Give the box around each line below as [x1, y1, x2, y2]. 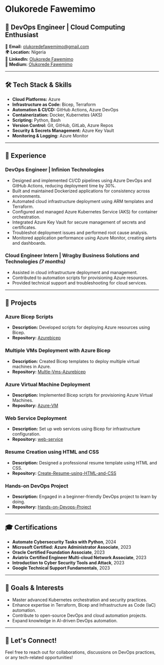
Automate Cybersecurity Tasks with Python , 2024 [12, 538, 116, 545]
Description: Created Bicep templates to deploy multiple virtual [12, 358, 140, 364]
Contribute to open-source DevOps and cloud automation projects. [12, 612, 147, 618]
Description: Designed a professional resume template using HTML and [12, 460, 157, 465]
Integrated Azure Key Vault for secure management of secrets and [12, 219, 146, 225]
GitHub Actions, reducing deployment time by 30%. [12, 182, 116, 188]
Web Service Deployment [5, 415, 67, 421]
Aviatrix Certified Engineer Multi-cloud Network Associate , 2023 [12, 554, 146, 560]
